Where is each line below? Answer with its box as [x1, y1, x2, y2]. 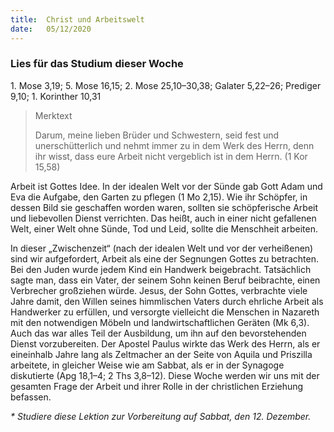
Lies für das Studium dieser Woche [10, 57, 184, 71]
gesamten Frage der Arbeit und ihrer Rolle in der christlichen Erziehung [10, 380, 304, 392]
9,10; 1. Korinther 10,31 [10, 90, 102, 102]
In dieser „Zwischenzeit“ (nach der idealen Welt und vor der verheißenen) [10, 242, 314, 254]
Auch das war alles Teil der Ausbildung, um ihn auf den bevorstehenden [10, 327, 307, 339]
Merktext [34, 109, 73, 121]
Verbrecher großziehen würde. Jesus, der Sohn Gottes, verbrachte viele [10, 284, 308, 296]
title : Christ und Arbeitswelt [10, 14, 145, 25]
